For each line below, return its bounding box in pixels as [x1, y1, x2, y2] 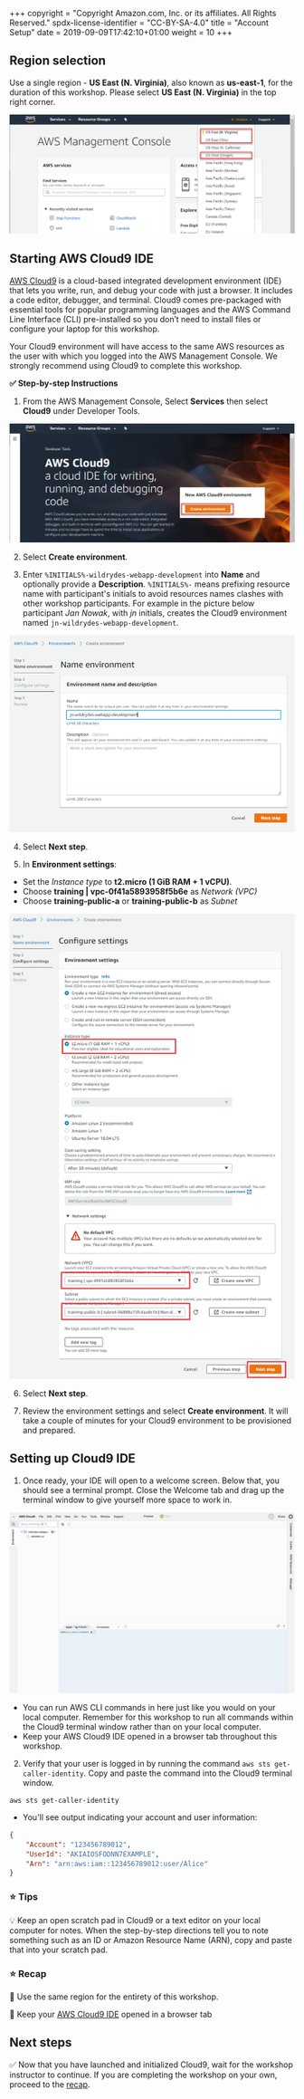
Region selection [9, 53, 107, 69]
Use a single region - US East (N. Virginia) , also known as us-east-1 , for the [9, 77, 293, 88]
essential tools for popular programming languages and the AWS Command [9, 303, 291, 315]
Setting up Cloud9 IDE [9, 1451, 136, 1466]
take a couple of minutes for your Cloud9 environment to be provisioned [22, 1414, 292, 1425]
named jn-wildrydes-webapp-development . [22, 617, 179, 628]
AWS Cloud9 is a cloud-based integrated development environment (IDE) [9, 275, 282, 286]
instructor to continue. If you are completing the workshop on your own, [9, 2069, 278, 2080]
